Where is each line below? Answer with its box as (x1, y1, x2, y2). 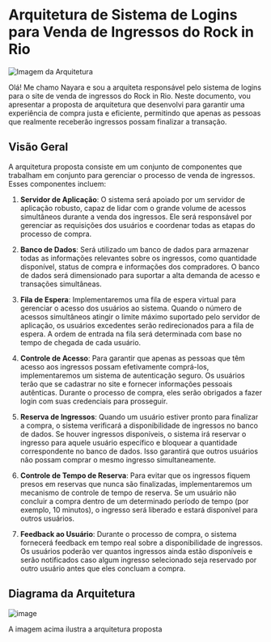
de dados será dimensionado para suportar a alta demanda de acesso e (19, 270, 260, 280)
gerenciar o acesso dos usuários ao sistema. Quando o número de (19, 303, 243, 313)
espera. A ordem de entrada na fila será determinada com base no (19, 329, 243, 339)
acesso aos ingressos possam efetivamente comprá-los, (19, 361, 210, 371)
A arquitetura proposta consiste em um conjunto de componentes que (8, 162, 243, 171)
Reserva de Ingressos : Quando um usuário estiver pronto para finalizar (19, 412, 259, 421)
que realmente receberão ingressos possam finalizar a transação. (8, 116, 227, 126)
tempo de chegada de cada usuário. (19, 337, 142, 347)
